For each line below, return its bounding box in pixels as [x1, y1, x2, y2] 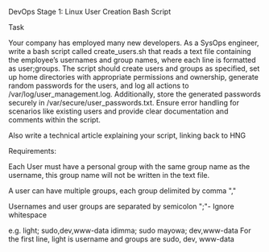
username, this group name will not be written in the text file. [8, 171, 210, 180]
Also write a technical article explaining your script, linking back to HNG [8, 130, 246, 140]
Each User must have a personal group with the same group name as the [8, 162, 250, 171]
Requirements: [8, 147, 56, 155]
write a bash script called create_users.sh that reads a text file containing [8, 47, 251, 56]
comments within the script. [8, 115, 101, 124]
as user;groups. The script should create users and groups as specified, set [8, 64, 260, 73]
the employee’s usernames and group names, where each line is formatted [8, 56, 256, 64]
